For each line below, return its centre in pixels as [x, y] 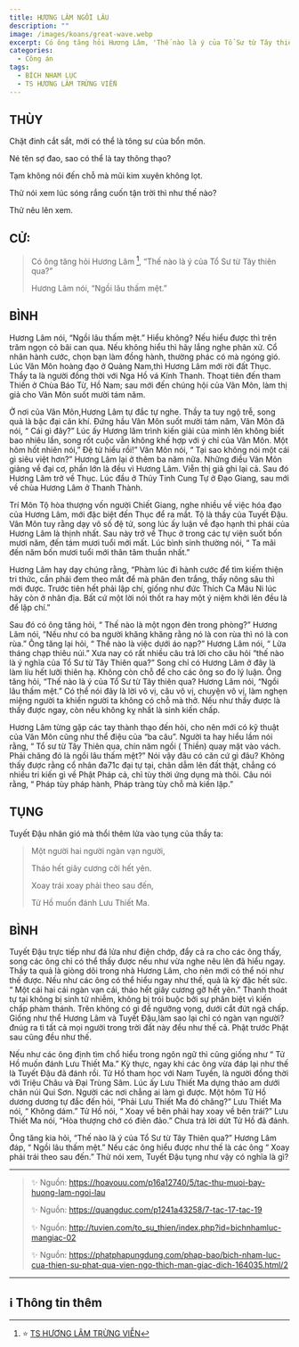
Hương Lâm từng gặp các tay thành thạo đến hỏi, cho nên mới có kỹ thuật [144, 727]
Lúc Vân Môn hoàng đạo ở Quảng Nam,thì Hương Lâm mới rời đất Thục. [140, 365]
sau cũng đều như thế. [50, 1037]
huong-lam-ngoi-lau [68, 1193]
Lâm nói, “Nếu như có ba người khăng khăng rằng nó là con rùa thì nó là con [149, 634]
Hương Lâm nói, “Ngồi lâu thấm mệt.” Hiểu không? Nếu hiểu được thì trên [143, 337]
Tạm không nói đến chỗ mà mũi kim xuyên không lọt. [106, 176]
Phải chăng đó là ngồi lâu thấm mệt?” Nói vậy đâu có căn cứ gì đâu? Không [147, 755]
